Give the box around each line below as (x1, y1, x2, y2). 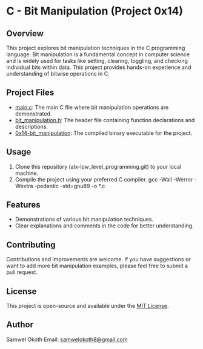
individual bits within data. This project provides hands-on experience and (6, 64, 191, 71)
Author (6, 319, 33, 330)
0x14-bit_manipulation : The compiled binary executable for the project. (15, 129, 193, 137)
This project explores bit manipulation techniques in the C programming (6, 44, 185, 51)
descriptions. (15, 123, 48, 130)
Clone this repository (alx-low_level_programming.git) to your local (15, 163, 182, 170)
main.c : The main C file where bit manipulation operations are (15, 103, 169, 111)
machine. (15, 169, 39, 177)
